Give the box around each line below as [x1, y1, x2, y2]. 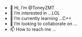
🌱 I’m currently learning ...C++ [9, 15, 72, 21]
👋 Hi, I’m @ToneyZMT [9, 5, 55, 10]
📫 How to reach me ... [9, 26, 56, 32]
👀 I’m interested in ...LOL [9, 10, 61, 16]
